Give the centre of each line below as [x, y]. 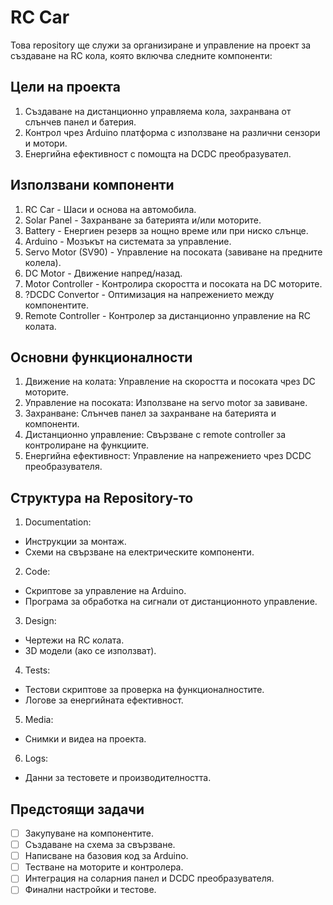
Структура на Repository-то [102, 497]
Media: [39, 720]
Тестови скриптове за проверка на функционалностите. [144, 690]
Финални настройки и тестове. [90, 890]
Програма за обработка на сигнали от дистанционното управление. [171, 602]
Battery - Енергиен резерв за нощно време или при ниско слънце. [166, 230]
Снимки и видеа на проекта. [85, 739]
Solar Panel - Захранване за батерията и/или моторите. [143, 220]
